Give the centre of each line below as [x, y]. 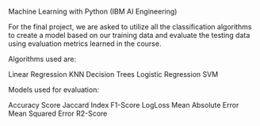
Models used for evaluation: [54, 90]
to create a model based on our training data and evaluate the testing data [129, 35]
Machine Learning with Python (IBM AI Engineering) [93, 11]
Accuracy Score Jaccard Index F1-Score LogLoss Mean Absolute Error [124, 105]
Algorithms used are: [42, 59]
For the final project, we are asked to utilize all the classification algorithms [130, 27]
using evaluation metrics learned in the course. [85, 44]
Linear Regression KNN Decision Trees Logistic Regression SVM [113, 74]
